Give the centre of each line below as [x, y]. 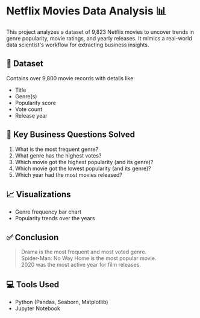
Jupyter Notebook [37, 308]
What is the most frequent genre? [57, 149]
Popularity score [35, 103]
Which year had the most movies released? [68, 174]
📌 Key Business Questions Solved [71, 135]
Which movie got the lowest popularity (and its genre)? [83, 168]
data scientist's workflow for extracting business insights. [78, 45]
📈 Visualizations [39, 194]
